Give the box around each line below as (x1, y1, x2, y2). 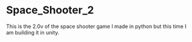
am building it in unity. (6, 29, 60, 36)
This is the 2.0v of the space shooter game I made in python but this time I (6, 23, 187, 30)
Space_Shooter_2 (6, 3, 94, 17)
